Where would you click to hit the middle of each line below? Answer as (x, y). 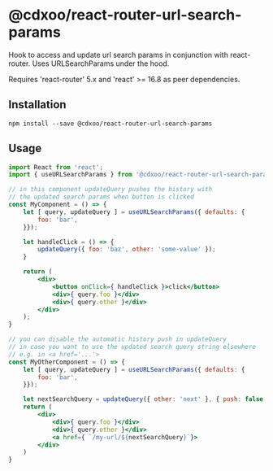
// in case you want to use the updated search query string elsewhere (132, 347)
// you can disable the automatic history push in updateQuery (118, 339)
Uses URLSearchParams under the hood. (101, 63)
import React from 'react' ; (56, 167)
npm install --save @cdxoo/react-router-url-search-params (110, 124)
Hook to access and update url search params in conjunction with (119, 55)
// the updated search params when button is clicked (102, 197)
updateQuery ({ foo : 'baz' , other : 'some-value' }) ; (127, 250)
